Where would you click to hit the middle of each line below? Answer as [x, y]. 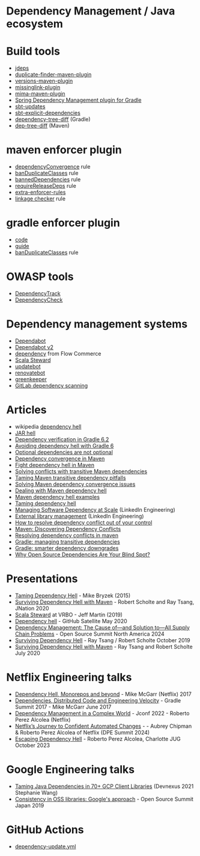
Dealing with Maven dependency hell [61, 490]
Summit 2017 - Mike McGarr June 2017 [63, 707]
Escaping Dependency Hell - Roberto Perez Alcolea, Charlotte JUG [98, 739]
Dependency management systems [97, 324]
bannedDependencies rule [48, 179]
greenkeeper [31, 379]
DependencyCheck [39, 300]
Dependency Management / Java [91, 11]
